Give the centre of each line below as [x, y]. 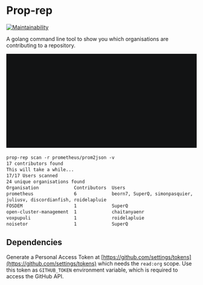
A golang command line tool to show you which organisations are [88, 39]
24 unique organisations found [46, 182]
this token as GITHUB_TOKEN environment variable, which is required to [92, 270]
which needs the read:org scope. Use [145, 263]
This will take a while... [40, 170]
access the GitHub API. [35, 276]
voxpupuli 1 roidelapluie [76, 218]
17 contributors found [35, 164]
